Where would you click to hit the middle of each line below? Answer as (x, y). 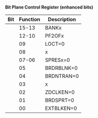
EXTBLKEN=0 (61, 108)
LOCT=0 (55, 44)
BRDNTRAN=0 (62, 76)
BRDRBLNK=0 (61, 68)
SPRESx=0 (57, 60)
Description (62, 19)
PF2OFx (54, 36)
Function (30, 19)
